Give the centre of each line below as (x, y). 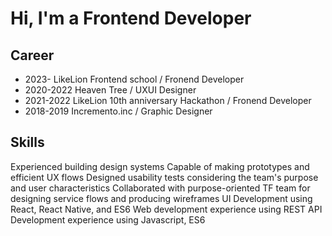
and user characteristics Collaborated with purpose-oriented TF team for (160, 188)
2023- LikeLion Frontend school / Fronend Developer (134, 79)
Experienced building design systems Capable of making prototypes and (160, 166)
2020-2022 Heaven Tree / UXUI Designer (110, 90)
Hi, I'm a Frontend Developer (131, 18)
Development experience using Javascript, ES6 (108, 219)
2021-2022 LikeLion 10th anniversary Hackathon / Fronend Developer (168, 100)
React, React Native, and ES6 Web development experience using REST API (166, 209)
